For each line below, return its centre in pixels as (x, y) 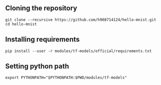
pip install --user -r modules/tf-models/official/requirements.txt (78, 51)
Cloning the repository (41, 8)
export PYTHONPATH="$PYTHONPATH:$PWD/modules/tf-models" (66, 78)
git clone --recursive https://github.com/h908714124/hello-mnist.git (81, 19)
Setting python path (37, 66)
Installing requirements (43, 39)
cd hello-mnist (21, 24)
